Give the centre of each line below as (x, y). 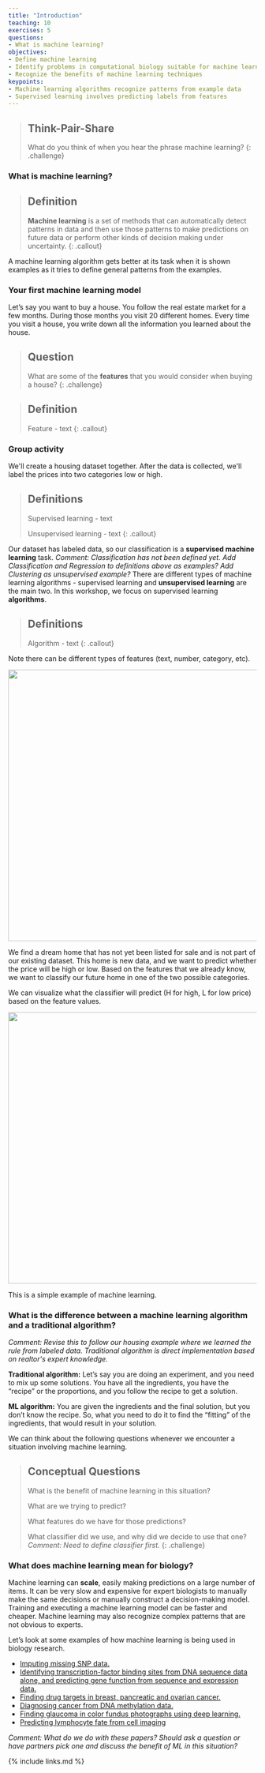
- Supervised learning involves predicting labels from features (118, 96)
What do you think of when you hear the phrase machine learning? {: (139, 148)
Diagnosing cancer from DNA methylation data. (96, 1706)
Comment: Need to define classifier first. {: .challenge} (116, 1545)
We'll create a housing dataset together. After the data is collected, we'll (125, 466)
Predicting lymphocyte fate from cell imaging (93, 1722)
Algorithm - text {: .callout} (71, 643)
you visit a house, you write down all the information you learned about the (129, 324)
